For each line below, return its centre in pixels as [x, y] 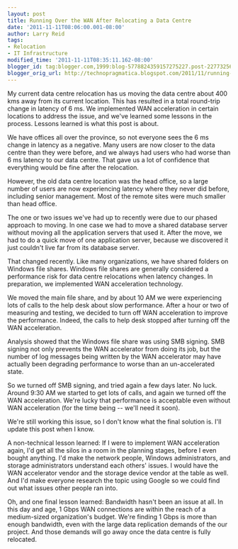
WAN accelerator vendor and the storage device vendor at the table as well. [118, 472]
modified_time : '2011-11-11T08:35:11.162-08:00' [80, 60]
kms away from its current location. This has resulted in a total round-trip [114, 101]
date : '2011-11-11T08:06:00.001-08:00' [66, 27]
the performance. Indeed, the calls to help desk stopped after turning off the [119, 320]
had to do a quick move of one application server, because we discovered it [118, 240]
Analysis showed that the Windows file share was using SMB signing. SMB [116, 341]
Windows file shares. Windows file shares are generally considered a [108, 268]
